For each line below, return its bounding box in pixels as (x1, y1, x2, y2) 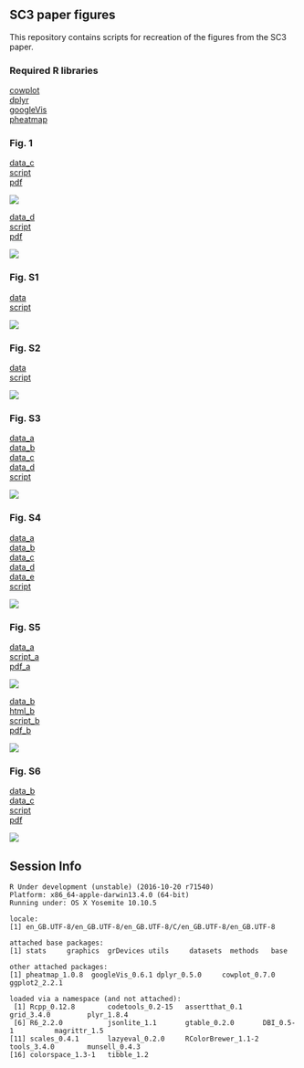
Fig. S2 (9, 342, 41, 354)
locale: (9, 915, 39, 924)
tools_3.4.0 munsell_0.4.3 (9, 1042, 142, 1052)
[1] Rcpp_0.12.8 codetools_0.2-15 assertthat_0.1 (13, 1002, 244, 1011)
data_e (9, 571, 35, 582)
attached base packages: (9, 938, 104, 947)
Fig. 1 (9, 137, 34, 150)
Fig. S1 (9, 271, 39, 284)
